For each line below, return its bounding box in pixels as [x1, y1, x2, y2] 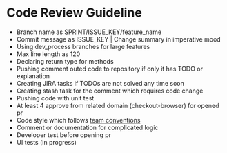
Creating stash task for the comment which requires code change [16, 87, 204, 95]
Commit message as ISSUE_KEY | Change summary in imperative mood [16, 35, 221, 43]
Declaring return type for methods [16, 57, 115, 65]
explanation [16, 71, 50, 80]
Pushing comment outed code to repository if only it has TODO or [16, 64, 204, 73]
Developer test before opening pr [16, 130, 112, 139]
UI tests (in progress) [16, 138, 77, 146]
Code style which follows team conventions [16, 116, 141, 124]
